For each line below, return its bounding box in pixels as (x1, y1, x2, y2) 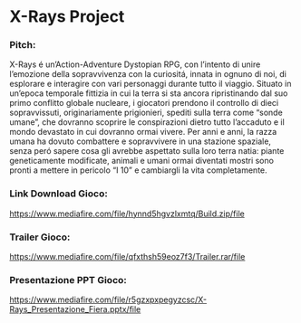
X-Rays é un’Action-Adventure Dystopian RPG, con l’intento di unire (9, 59, 261, 70)
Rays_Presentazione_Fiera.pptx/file (9, 304, 141, 315)
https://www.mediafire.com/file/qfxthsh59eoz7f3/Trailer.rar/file (9, 252, 246, 262)
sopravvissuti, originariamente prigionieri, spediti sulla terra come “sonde (9, 107, 283, 119)
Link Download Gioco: (9, 187, 109, 200)
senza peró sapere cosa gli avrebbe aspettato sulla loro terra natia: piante (9, 146, 285, 157)
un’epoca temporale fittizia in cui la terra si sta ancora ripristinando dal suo (9, 88, 288, 99)
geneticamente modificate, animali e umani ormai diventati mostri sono (9, 156, 275, 166)
